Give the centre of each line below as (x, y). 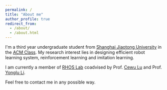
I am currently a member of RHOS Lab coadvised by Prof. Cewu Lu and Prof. (83, 67)
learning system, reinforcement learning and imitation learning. (70, 57)
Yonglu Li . (15, 72)
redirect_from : (21, 24)
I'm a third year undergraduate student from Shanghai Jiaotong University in (83, 47)
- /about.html (24, 33)
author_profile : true (28, 19)
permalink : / (19, 10)
